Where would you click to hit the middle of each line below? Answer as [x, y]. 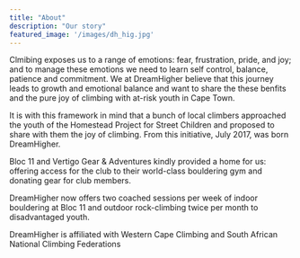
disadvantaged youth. [49, 218]
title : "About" [38, 18]
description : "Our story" [57, 26]
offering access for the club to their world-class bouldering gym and [136, 171]
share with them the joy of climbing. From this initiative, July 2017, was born [149, 135]
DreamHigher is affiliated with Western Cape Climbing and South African [144, 235]
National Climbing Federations [65, 245]
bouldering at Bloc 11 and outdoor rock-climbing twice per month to [134, 208]
